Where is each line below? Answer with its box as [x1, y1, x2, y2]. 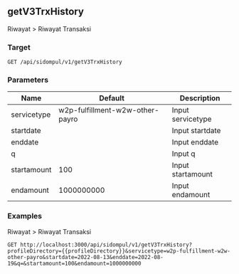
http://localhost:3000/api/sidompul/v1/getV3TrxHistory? [20, 241, 193, 248]
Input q [171, 149, 196, 159]
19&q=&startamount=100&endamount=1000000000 [7, 260, 142, 267]
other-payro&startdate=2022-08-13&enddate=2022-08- [7, 253, 164, 260]
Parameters [7, 75, 48, 85]
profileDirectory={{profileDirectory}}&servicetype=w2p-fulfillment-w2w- [7, 247, 231, 255]
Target [7, 42, 31, 52]
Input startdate [171, 126, 221, 136]
